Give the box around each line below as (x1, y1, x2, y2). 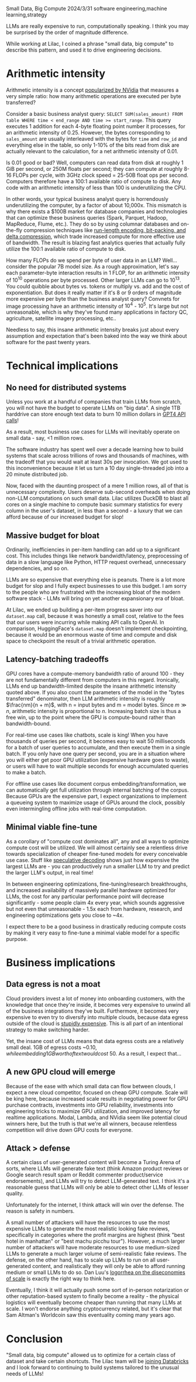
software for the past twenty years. (6, 339, 91, 346)
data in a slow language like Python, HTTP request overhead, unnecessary (6, 559, 186, 566)
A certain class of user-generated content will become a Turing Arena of (6, 1159, 181, 1166)
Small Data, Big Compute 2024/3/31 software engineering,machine (6, 5, 168, 12)
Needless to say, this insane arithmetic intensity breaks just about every (6, 326, 180, 334)
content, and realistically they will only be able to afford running (32, 1263, 185, 1270)
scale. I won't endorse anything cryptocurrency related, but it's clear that (6, 1305, 183, 1312)
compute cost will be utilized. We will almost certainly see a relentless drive (6, 844, 188, 851)
